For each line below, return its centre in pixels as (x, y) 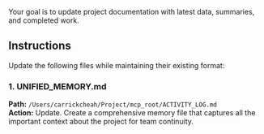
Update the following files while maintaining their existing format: (117, 65)
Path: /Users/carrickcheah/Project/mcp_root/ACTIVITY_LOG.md (113, 104)
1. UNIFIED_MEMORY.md (57, 86)
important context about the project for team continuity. (101, 122)
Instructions (40, 46)
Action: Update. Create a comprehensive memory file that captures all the (132, 113)
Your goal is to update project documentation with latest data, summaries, (132, 12)
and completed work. (44, 20)
